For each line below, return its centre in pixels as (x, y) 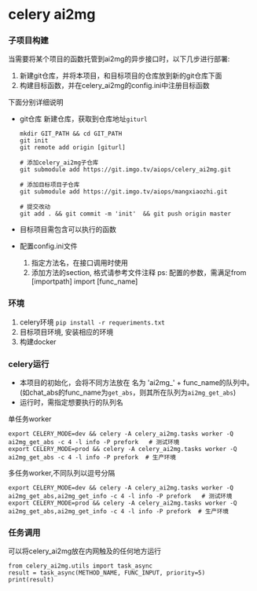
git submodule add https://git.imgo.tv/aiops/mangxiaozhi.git (123, 192)
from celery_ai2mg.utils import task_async (81, 566)
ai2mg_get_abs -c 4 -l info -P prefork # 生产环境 (92, 457)
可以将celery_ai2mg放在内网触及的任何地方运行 (84, 551)
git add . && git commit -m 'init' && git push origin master (125, 214)
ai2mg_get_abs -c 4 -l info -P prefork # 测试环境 (94, 442)
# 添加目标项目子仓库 (50, 185)
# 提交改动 (35, 207)
